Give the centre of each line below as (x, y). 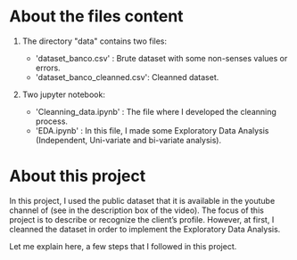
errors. (48, 68)
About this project (78, 176)
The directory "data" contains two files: (95, 41)
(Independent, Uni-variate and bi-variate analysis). (128, 140)
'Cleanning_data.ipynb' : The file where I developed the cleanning (156, 111)
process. (52, 121)
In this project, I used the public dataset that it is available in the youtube (142, 200)
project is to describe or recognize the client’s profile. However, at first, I (142, 219)
